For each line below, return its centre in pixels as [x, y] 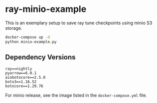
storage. [14, 28]
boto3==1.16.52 [21, 82]
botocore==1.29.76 [24, 86]
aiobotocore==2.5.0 [25, 77]
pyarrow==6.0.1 [21, 73]
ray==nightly [19, 69]
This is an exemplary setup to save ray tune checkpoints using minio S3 [79, 23]
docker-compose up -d [28, 37]
